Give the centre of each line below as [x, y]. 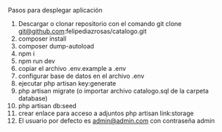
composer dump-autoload [56, 46]
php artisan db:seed [47, 106]
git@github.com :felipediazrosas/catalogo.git [82, 31]
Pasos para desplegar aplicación [55, 10]
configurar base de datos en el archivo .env [81, 76]
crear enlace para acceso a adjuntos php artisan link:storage [106, 113]
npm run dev [37, 61]
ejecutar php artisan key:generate [67, 83]
